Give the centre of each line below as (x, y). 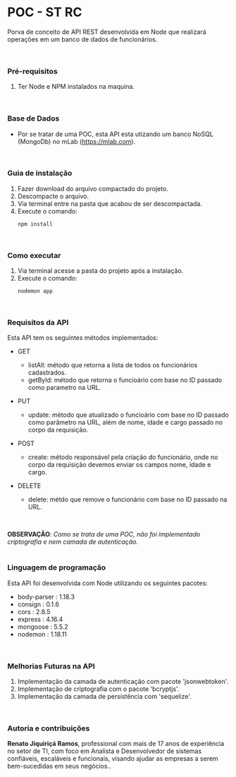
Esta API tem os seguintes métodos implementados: (83, 338)
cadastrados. (47, 373)
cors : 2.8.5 (34, 611)
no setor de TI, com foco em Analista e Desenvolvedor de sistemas (105, 751)
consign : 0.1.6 (38, 604)
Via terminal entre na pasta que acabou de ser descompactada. (110, 203)
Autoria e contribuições (49, 728)
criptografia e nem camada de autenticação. (73, 542)
